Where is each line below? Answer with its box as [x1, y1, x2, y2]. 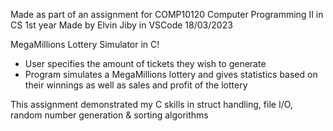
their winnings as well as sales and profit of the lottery [24, 79, 248, 91]
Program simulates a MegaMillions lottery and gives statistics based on [24, 69, 318, 80]
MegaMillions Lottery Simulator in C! [10, 39, 160, 50]
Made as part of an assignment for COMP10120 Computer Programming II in [10, 9, 324, 20]
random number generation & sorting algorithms [10, 109, 209, 121]
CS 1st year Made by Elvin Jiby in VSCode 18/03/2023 [10, 19, 233, 31]
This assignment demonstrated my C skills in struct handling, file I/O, [10, 99, 293, 110]
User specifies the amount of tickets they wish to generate [24, 58, 267, 69]
